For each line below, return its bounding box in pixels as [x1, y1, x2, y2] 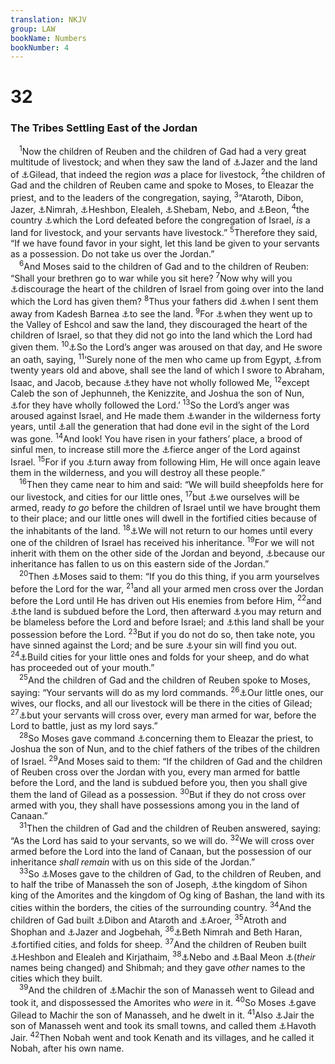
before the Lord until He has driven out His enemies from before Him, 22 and [10, 593, 322, 607]
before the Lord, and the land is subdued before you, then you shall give [10, 776, 308, 788]
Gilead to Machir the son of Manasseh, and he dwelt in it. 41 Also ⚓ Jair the [10, 1007, 315, 1021]
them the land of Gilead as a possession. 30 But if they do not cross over [10, 787, 307, 801]
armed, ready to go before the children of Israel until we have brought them [10, 501, 321, 513]
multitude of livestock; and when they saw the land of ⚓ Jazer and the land [10, 156, 318, 168]
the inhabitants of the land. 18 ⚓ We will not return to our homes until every [10, 522, 313, 536]
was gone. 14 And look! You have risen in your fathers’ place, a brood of [10, 431, 303, 445]
